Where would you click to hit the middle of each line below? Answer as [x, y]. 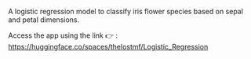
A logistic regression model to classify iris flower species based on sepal [125, 11]
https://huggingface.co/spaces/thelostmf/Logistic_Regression [108, 47]
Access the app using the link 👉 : [63, 35]
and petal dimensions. [44, 20]
